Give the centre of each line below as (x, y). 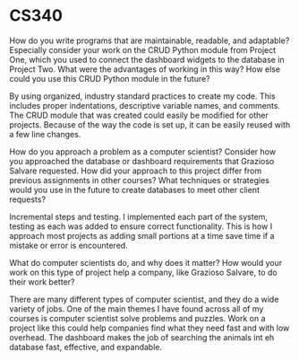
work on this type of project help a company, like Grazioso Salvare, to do (143, 272)
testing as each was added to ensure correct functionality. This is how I (141, 226)
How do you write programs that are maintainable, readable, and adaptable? (149, 40)
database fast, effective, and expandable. (86, 347)
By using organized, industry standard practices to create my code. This (142, 96)
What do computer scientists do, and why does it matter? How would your (146, 262)
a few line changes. (45, 134)
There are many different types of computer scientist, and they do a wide (144, 299)
